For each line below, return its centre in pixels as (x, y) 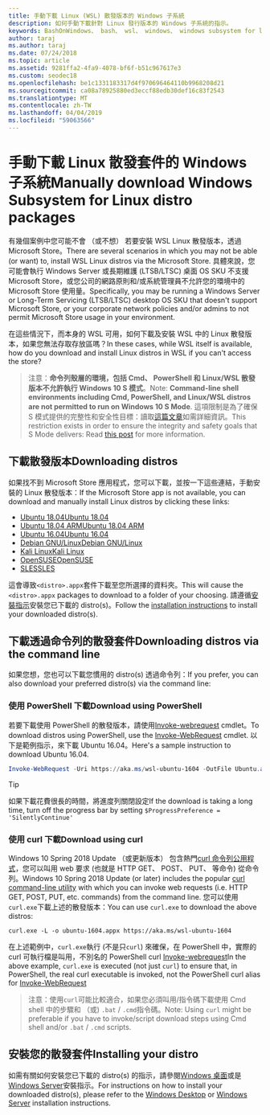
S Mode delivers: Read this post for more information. (117, 434)
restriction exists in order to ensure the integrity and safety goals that (143, 425)
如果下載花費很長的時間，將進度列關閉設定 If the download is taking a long (131, 801)
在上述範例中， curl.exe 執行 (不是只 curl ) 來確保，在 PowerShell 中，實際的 (133, 946)
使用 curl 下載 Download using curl (76, 839)
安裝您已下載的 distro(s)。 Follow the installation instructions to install (143, 605)
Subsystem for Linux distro (100, 201)
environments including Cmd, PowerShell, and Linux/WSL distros (139, 397)
